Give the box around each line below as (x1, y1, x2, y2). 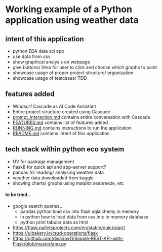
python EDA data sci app (12, 48, 64, 54)
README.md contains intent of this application (12, 130, 110, 136)
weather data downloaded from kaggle (12, 174, 94, 181)
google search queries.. (12, 203, 62, 209)
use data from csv (12, 53, 51, 59)
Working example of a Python (5, 4, 133, 15)
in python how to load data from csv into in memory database (20, 213, 149, 219)
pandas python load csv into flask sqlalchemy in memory (20, 208, 139, 214)
